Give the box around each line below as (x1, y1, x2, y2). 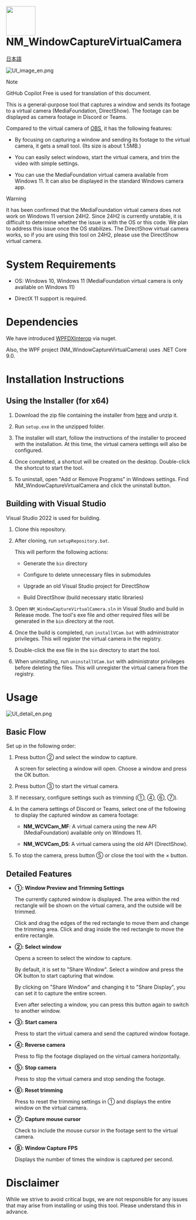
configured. (14, 447, 43, 454)
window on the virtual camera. (14, 1104, 88, 1112)
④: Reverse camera (14, 1041, 66, 1048)
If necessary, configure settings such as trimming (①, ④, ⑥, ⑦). (14, 794, 178, 801)
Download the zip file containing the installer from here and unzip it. (14, 412, 178, 419)
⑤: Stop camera (14, 1064, 57, 1071)
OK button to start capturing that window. (14, 972, 115, 979)
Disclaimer (6, 1177, 60, 1190)
